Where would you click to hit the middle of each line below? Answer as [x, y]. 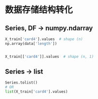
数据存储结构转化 [39, 10]
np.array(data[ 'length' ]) [31, 43]
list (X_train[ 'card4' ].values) [36, 92]
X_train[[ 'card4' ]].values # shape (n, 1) [49, 57]
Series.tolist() [21, 83]
